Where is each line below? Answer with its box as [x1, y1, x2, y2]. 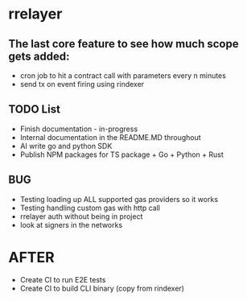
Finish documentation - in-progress [19, 124, 138, 134]
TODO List [8, 102, 60, 117]
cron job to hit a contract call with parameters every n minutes [19, 71, 227, 80]
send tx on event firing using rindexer [19, 80, 145, 89]
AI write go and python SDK [19, 141, 113, 150]
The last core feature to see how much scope [8, 37, 239, 51]
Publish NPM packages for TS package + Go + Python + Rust [19, 150, 224, 159]
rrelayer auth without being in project [19, 211, 143, 221]
